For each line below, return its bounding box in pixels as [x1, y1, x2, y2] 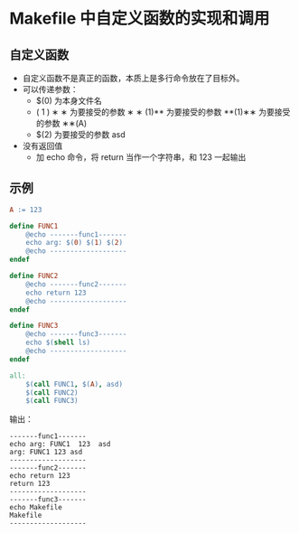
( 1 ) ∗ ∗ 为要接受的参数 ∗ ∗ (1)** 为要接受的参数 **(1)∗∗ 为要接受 [35, 107, 291, 117]
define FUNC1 [9, 221, 59, 230]
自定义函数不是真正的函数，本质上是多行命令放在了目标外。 [22, 73, 245, 83]
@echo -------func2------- [25, 279, 127, 289]
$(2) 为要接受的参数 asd [35, 129, 126, 140]
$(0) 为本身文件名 [35, 96, 102, 106]
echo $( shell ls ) [25, 338, 91, 348]
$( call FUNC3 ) [25, 397, 79, 406]
